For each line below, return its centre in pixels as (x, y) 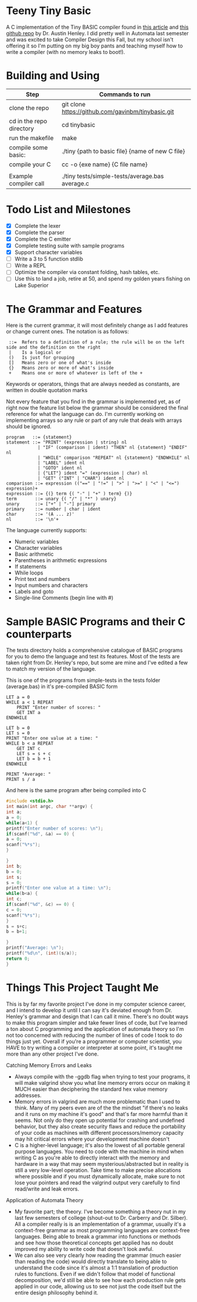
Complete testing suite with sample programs (69, 246)
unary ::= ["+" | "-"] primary (51, 504)
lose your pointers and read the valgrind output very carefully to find (97, 1182)
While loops (29, 573)
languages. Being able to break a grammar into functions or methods (98, 1236)
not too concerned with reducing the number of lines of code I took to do (94, 1035)
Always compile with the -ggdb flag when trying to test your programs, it (102, 1076)
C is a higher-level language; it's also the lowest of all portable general (99, 1145)
